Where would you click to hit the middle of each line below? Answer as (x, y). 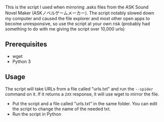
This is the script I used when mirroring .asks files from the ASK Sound (77, 7)
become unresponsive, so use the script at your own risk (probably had (78, 24)
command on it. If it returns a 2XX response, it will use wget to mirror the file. (82, 94)
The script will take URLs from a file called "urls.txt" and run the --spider (79, 89)
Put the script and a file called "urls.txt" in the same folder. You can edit (85, 103)
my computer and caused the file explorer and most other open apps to (78, 18)
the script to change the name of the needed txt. (61, 109)
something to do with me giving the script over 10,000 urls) (65, 29)
